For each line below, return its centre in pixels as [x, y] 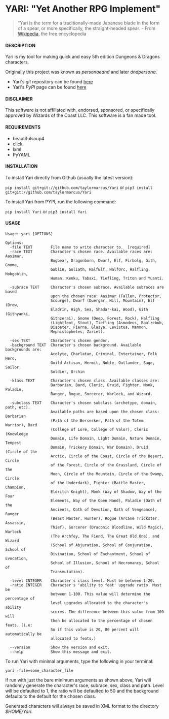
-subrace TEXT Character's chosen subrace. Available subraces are [87, 287]
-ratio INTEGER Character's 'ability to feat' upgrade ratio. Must [86, 585]
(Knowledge [17, 434]
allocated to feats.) [73, 638]
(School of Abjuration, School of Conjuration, [101, 545]
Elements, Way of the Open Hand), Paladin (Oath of [106, 501]
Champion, [16, 487]
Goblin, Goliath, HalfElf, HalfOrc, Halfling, [100, 269]
